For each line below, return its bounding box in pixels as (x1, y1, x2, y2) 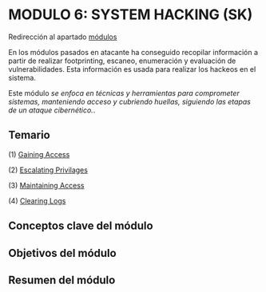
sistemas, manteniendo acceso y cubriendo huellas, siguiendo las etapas (8, 97, 252, 106)
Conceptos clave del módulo (8, 219, 153, 233)
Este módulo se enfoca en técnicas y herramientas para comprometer (8, 88, 240, 97)
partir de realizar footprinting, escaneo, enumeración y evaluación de (8, 56, 236, 65)
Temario (8, 128, 50, 142)
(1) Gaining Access (8, 149, 70, 159)
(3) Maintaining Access (8, 180, 85, 190)
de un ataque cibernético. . (8, 105, 96, 115)
